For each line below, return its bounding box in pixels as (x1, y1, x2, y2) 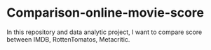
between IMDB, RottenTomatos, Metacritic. (6, 35, 130, 43)
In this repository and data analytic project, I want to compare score (6, 28, 203, 36)
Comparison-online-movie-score (6, 5, 205, 21)
